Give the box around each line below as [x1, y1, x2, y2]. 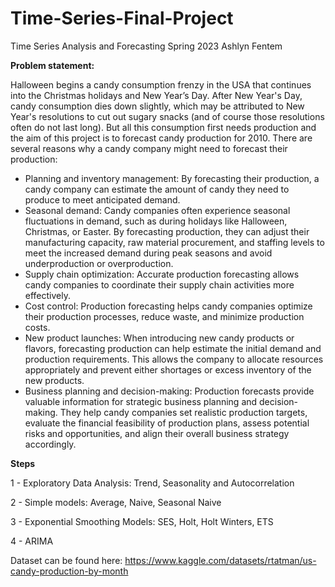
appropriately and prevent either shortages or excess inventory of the [24, 363, 312, 376]
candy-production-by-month [10, 565, 129, 577]
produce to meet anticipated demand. [24, 193, 181, 206]
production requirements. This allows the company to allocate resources [24, 353, 324, 365]
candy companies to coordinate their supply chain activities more [24, 278, 295, 291]
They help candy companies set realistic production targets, [59, 406, 308, 418]
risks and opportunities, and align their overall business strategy [24, 427, 290, 439]
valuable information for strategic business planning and [24, 395, 258, 407]
